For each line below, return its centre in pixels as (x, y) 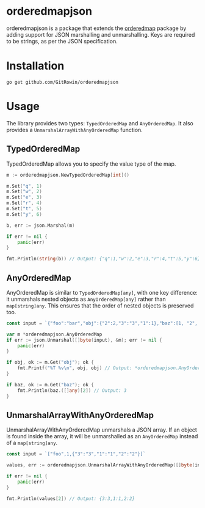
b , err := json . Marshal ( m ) (41, 225)
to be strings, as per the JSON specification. (62, 41)
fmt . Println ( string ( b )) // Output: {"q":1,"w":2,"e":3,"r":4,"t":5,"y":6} (103, 259)
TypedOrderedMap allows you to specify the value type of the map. (91, 164)
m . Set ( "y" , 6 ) (24, 214)
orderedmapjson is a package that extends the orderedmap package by (96, 28)
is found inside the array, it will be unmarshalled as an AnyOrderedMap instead (102, 436)
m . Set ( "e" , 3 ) (24, 197)
